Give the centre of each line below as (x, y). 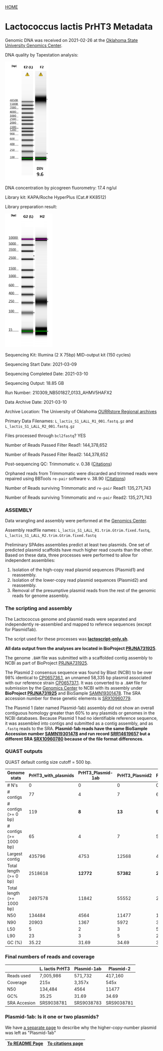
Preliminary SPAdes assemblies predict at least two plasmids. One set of (77, 545)
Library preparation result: (31, 206)
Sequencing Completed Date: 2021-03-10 (47, 374)
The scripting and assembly (39, 608)
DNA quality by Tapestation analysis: (42, 55)
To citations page (65, 1044)
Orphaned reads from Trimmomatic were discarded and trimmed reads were (81, 473)
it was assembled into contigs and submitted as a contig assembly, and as (79, 723)
